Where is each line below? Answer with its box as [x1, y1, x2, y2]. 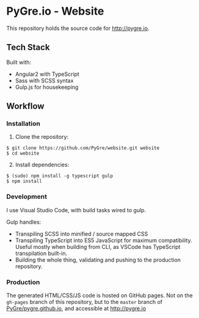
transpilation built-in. [15, 250, 68, 257]
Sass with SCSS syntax [15, 76, 74, 84]
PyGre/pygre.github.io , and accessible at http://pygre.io [6, 305, 147, 312]
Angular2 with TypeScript [15, 70, 79, 78]
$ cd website [6, 150, 40, 157]
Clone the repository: [15, 133, 69, 141]
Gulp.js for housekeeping [15, 83, 79, 91]
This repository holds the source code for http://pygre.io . [6, 24, 150, 32]
